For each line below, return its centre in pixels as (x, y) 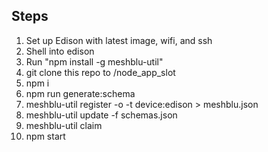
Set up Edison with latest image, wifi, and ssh (119, 40)
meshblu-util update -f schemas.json (101, 115)
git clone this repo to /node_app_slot (100, 72)
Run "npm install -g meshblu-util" (94, 61)
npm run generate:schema (80, 93)
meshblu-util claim (64, 125)
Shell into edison (60, 51)
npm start (45, 136)
